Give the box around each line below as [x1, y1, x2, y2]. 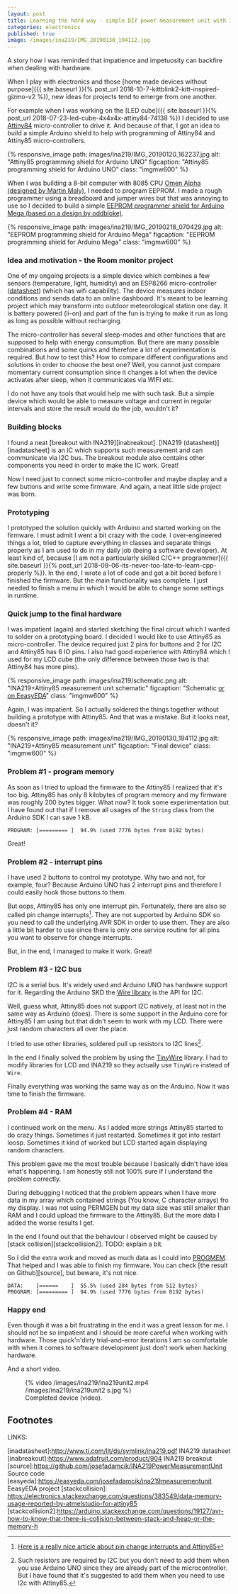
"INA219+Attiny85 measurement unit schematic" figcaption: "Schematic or [7, 684, 225, 692]
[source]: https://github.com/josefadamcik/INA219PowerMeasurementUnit [7, 1461, 223, 1470]
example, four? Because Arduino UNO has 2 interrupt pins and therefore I [7, 880, 222, 889]
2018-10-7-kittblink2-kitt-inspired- [119, 85, 220, 94]
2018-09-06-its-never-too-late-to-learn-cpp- [84, 561, 217, 570]
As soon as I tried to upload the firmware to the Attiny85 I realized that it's [7, 782, 223, 791]
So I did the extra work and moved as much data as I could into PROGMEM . [7, 1253, 227, 1262]
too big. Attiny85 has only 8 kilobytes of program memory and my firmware [7, 790, 227, 799]
